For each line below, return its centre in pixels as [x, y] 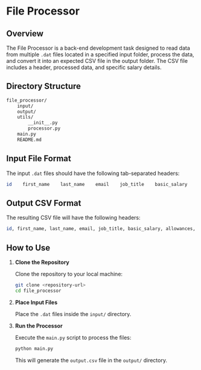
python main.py [34, 349]
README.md [30, 140]
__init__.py [43, 123]
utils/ [25, 117]
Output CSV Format [44, 203]
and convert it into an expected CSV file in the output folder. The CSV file [97, 61]
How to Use [28, 247]
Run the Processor [39, 326]
